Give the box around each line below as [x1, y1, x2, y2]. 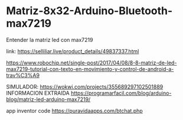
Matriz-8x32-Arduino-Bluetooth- [6, 4, 173, 18]
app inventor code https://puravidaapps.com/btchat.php [6, 107, 143, 114]
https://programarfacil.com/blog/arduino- [70, 89, 172, 96]
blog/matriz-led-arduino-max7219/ [6, 96, 91, 103]
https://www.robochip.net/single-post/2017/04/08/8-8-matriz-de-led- [6, 59, 177, 66]
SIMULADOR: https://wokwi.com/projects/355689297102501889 [6, 83, 164, 90]
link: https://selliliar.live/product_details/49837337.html [6, 47, 139, 54]
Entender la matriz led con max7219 [6, 36, 93, 43]
